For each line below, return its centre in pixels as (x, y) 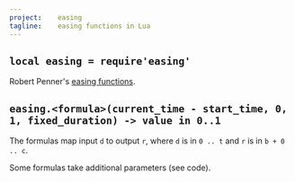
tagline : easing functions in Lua (80, 26)
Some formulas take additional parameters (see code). (110, 168)
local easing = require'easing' (100, 61)
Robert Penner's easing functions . (73, 82)
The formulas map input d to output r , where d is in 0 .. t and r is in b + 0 (147, 141)
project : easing (46, 17)
